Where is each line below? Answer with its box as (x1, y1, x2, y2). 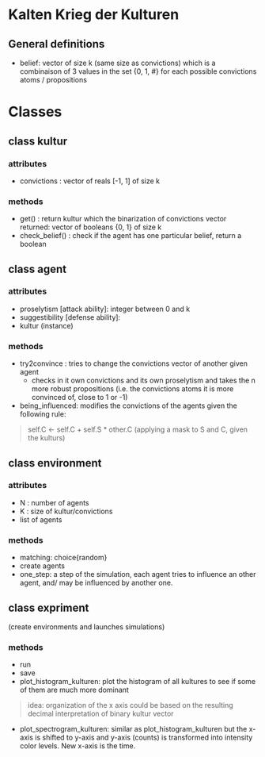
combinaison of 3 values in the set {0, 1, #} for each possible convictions (19, 67, 257, 76)
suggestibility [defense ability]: (19, 312, 121, 322)
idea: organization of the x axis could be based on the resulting (27, 701, 233, 710)
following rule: (19, 409, 66, 419)
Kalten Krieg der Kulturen (8, 6, 180, 24)
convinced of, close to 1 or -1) (31, 393, 128, 402)
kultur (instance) (19, 321, 74, 330)
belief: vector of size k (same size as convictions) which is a (19, 58, 216, 67)
